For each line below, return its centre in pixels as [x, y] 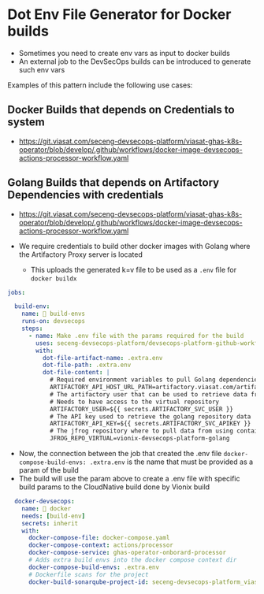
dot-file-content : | [76, 373]
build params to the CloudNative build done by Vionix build [114, 487]
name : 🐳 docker [46, 509]
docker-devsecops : [45, 502]
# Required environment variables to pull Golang [132, 380]
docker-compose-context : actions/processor [101, 545]
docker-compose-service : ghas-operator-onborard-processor [127, 553]
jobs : [16, 292]
